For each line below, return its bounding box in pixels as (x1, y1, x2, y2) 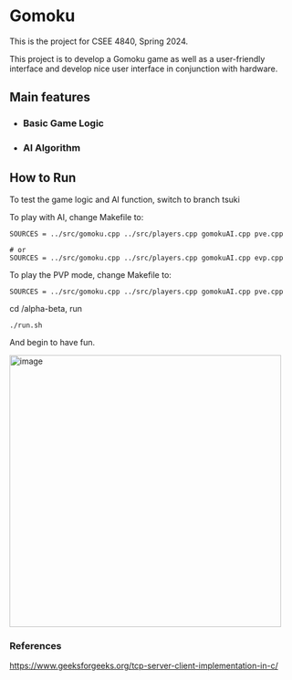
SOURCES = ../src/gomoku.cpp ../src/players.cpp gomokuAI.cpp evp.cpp (9, 253, 284, 262)
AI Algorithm (22, 142, 80, 154)
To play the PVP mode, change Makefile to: (9, 269, 172, 280)
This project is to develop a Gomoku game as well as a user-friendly (9, 53, 266, 64)
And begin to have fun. (9, 336, 96, 347)
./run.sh (9, 321, 43, 330)
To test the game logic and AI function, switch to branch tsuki (9, 194, 240, 205)
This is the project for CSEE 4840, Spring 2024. (9, 36, 189, 47)
